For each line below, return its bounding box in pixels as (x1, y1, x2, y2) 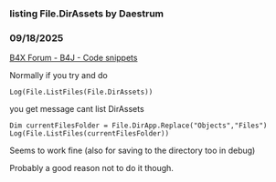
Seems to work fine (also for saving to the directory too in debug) (9, 145, 256, 157)
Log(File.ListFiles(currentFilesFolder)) (9, 129, 170, 138)
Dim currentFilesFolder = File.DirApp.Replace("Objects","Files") (9, 121, 268, 130)
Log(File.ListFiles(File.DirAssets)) (9, 87, 154, 97)
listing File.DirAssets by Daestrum (9, 7, 165, 20)
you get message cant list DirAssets (9, 104, 144, 115)
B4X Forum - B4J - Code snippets (9, 53, 138, 64)
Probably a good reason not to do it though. (9, 163, 174, 174)
